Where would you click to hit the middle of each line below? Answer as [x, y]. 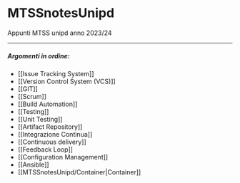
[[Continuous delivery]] [52, 142]
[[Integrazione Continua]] [55, 134]
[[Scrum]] [32, 96]
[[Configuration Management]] [63, 157]
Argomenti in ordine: [39, 56]
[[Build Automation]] [47, 104]
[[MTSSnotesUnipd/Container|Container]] [79, 172]
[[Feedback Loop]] [45, 149]
